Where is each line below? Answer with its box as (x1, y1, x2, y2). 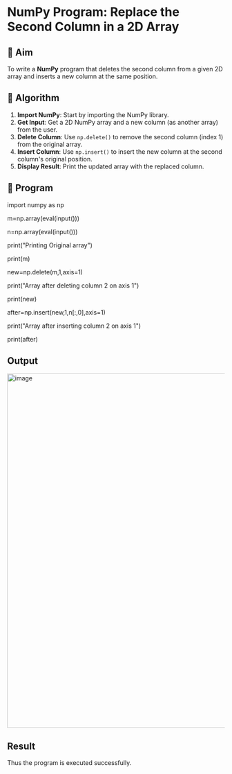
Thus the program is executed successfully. (7, 759, 132, 767)
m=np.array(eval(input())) (7, 214, 80, 222)
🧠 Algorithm (7, 92, 60, 104)
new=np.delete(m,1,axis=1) (7, 267, 83, 276)
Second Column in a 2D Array (7, 19, 180, 35)
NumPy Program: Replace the (7, 4, 180, 20)
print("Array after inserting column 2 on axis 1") (7, 322, 142, 330)
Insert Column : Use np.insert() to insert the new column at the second (17, 147, 222, 156)
